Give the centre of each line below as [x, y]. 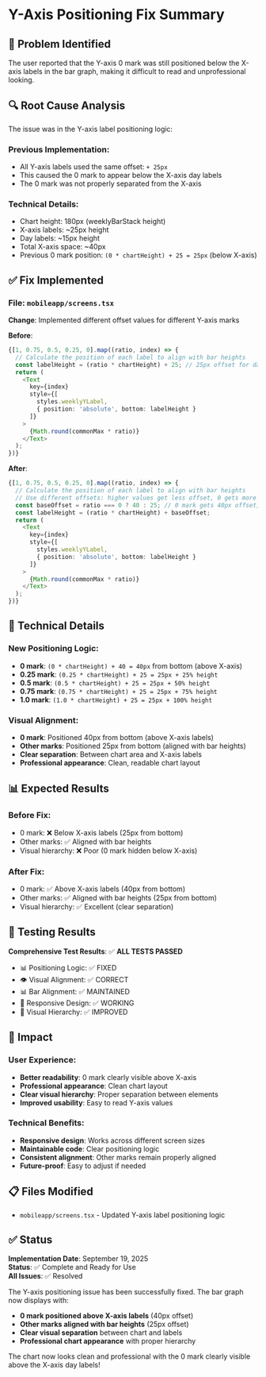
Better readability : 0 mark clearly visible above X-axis [108, 1077]
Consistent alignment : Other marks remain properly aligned [118, 1157]
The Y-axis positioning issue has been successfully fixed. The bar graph [126, 1292]
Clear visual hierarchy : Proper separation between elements [119, 1094]
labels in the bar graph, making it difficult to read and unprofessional [135, 71]
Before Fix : [30, 816]
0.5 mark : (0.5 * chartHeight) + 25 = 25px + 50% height [115, 683]
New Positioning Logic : [53, 649]
